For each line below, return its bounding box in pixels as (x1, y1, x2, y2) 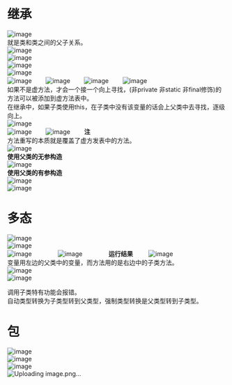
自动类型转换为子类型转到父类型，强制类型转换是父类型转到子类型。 (7, 296, 203, 305)
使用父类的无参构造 (7, 152, 63, 160)
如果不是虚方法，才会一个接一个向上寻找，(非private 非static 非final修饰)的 (7, 85, 222, 93)
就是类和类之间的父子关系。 (7, 38, 87, 46)
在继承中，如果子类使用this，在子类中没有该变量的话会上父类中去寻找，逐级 (7, 103, 225, 111)
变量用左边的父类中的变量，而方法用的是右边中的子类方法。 (7, 258, 178, 266)
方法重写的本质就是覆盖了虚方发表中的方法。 (7, 136, 136, 144)
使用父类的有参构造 (7, 168, 63, 176)
